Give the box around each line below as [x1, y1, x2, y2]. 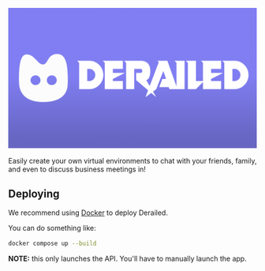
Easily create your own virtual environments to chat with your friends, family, [8, 156, 257, 165]
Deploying [8, 186, 60, 201]
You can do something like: [8, 224, 96, 233]
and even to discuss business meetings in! [8, 164, 146, 174]
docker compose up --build [8, 239, 97, 248]
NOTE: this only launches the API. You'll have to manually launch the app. [8, 254, 247, 264]
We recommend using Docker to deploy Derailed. [8, 208, 168, 217]
